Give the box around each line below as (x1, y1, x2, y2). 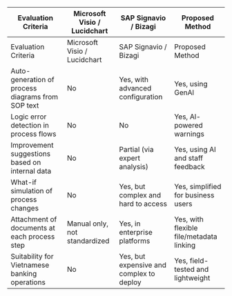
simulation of (10, 186, 53, 195)
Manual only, (66, 219, 109, 228)
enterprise (119, 228, 153, 237)
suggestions (10, 149, 50, 158)
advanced (119, 83, 152, 92)
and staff (173, 153, 204, 163)
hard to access (119, 199, 168, 208)
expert (119, 153, 140, 163)
